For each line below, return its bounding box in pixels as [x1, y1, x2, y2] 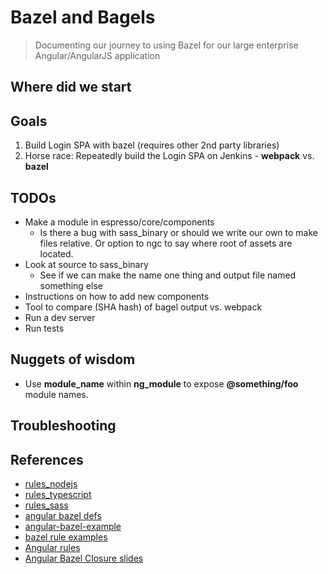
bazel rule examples [24, 531, 108, 543]
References [10, 451, 84, 468]
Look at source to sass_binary [24, 258, 149, 270]
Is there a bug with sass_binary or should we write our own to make [39, 226, 318, 238]
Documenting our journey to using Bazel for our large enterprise [34, 39, 299, 51]
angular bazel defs [24, 509, 102, 521]
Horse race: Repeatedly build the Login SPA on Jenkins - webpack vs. [24, 150, 315, 162]
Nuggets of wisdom [10, 351, 136, 368]
